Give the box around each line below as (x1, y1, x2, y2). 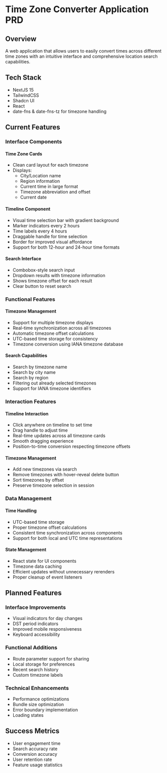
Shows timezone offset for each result (12, 278, 93, 284)
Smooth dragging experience (12, 438, 74, 444)
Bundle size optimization (12, 702, 64, 707)
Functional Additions (5, 644, 58, 651)
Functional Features (5, 295, 56, 302)
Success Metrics (5, 727, 60, 736)
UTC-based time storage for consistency (12, 335, 98, 341)
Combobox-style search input (12, 267, 75, 273)
